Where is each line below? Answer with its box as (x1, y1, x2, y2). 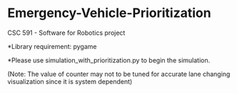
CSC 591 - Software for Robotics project (7, 28, 126, 37)
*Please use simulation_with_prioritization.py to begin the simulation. (7, 55, 211, 65)
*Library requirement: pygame (7, 42, 97, 50)
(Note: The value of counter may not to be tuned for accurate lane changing (7, 70, 231, 78)
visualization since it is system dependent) (7, 77, 133, 86)
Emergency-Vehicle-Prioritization (7, 5, 212, 21)
